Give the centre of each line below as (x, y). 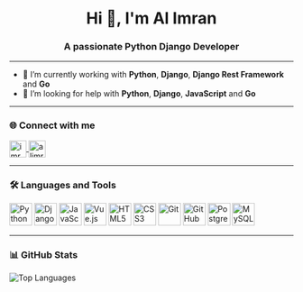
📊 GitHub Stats (44, 255)
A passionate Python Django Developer (151, 47)
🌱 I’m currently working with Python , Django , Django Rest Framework (153, 75)
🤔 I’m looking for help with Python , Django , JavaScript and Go (139, 94)
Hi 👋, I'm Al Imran (151, 18)
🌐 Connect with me (52, 125)
